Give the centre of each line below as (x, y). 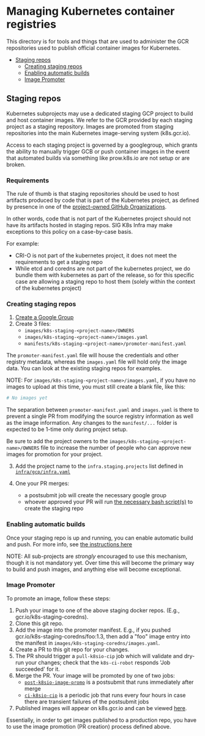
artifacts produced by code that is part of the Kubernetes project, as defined (103, 200)
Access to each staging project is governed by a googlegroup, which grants (102, 145)
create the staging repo (54, 508)
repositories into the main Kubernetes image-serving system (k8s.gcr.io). (99, 133)
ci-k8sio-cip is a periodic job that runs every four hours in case (105, 695)
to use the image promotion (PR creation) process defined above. (89, 726)
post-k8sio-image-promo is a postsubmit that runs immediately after (109, 682)
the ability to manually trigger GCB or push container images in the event (98, 151)
